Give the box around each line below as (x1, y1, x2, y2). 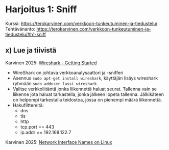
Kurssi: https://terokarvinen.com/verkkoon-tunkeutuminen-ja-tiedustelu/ (5, 20, 158, 27)
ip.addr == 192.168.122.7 (20, 129, 71, 135)
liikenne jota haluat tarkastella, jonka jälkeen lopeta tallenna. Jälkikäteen (12, 91, 164, 97)
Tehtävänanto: (5, 26, 36, 32)
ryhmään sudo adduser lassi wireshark (12, 80, 97, 86)
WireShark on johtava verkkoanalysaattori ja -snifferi (12, 69, 124, 76)
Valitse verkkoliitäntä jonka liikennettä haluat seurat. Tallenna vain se (12, 86, 157, 92)
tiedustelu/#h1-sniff (5, 31, 46, 37)
